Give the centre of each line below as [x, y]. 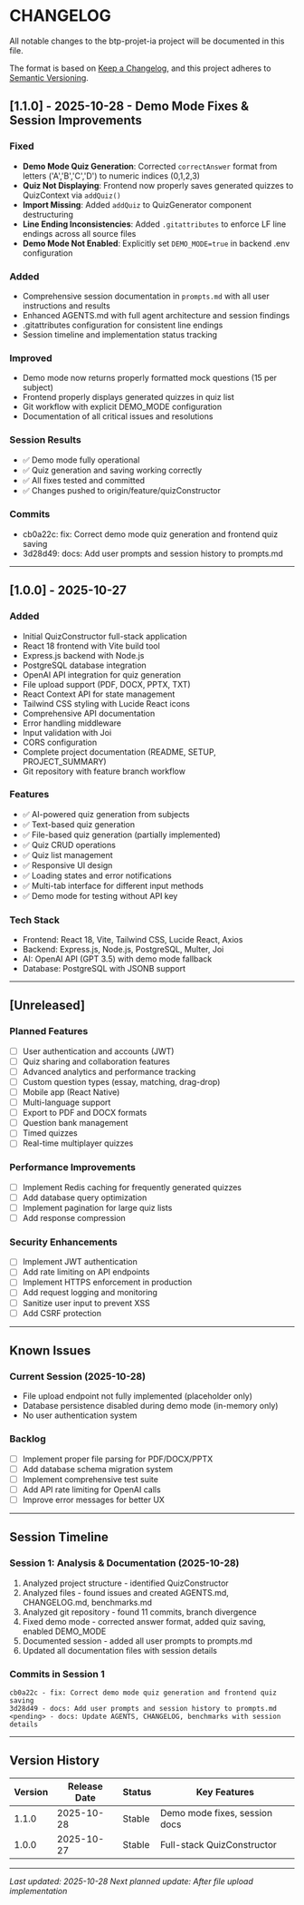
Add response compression [74, 1217]
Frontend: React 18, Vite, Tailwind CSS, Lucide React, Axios [133, 940]
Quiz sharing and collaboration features [96, 1061]
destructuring [48, 214]
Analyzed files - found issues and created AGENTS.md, [125, 1592]
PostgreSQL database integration [84, 665]
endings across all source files [79, 233]
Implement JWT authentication [80, 1262]
